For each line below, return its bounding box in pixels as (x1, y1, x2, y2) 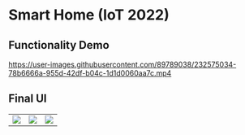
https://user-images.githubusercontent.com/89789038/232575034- (8, 59, 237, 69)
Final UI (8, 92, 47, 106)
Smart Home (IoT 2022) (8, 6, 170, 24)
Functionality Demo (8, 38, 110, 52)
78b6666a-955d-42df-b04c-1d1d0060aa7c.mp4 (8, 68, 172, 78)
